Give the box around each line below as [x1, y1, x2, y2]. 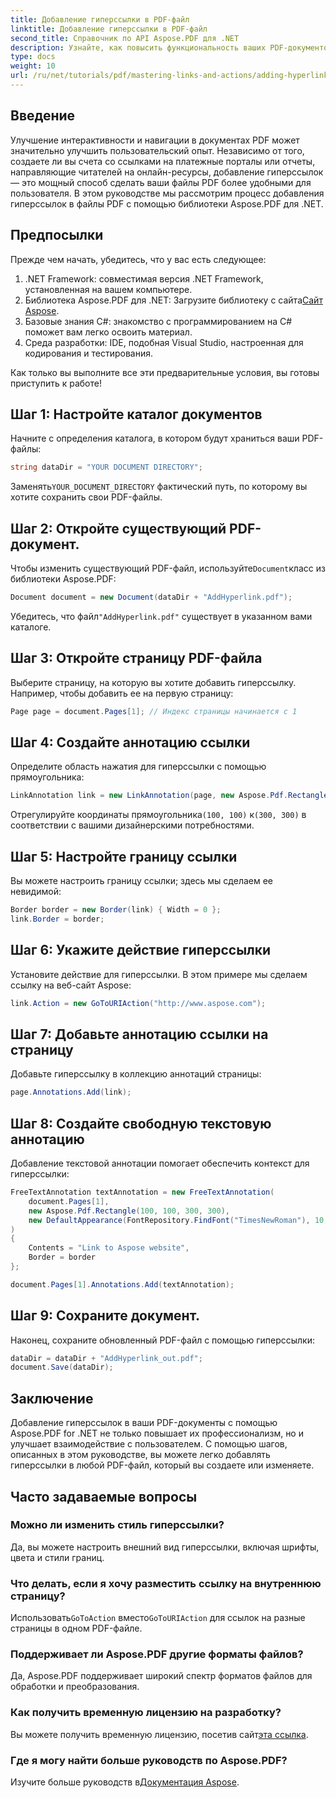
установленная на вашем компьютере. [24, 283, 193, 295]
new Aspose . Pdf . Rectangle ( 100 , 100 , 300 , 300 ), [28, 1206, 230, 1216]
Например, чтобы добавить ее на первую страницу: [10, 687, 234, 699]
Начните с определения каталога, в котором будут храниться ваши [10, 432, 300, 445]
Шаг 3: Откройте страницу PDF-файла [10, 650, 263, 667]
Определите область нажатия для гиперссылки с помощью [10, 761, 267, 773]
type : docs [10, 52, 56, 62]
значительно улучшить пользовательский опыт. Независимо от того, [10, 144, 305, 156]
